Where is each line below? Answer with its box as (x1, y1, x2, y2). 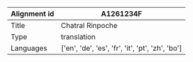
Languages (10, 43, 47, 53)
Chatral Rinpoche (61, 21, 118, 30)
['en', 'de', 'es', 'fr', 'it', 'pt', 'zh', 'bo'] (61, 43, 183, 53)
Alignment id (10, 9, 54, 18)
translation (61, 32, 96, 41)
